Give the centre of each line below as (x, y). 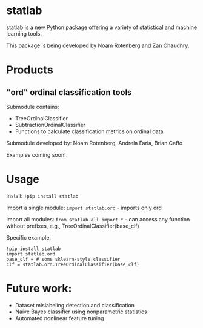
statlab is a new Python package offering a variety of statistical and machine (102, 27)
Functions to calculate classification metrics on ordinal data (89, 131)
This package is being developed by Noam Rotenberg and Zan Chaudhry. (98, 45)
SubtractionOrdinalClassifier (50, 125)
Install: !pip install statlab (42, 196)
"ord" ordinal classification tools (69, 92)
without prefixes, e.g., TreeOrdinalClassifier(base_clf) (73, 226)
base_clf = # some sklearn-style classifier (63, 259)
